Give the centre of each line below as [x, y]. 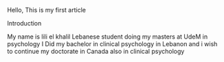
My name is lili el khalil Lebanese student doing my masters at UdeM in [108, 37]
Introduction [24, 23]
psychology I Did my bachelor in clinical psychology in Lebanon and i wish [112, 44]
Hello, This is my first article [46, 10]
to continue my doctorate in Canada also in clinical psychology [96, 51]
